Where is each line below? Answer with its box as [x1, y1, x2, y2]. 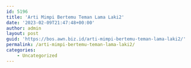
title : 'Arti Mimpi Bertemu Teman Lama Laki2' [6, 14, 125, 20]
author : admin [6, 25, 42, 31]
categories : [6, 47, 36, 53]
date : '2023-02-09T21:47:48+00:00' [6, 20, 95, 25]
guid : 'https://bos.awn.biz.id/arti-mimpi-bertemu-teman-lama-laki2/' [6, 36, 186, 42]
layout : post [6, 31, 39, 37]
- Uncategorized [17, 53, 58, 59]
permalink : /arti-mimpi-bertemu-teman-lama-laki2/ [6, 42, 135, 48]
